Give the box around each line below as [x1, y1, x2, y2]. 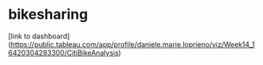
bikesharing [8, 5, 88, 23]
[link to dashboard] [8, 31, 70, 41]
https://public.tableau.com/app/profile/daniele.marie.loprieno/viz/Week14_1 [10, 39, 255, 49]
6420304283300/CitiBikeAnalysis [8, 48, 119, 57]
